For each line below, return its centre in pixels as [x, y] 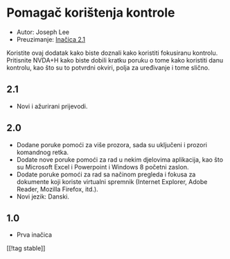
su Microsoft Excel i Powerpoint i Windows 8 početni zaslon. [103, 167]
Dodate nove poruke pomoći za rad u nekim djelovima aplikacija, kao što [120, 159]
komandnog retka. [43, 152]
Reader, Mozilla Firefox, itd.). [57, 189]
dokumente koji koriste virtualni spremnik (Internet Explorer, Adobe [112, 181]
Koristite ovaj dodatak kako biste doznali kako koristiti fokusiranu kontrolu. [112, 53]
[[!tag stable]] [26, 249]
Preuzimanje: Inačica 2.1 [51, 39]
